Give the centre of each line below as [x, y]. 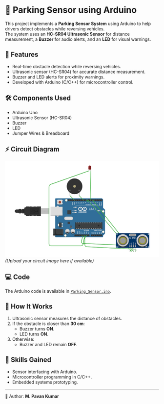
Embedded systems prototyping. [45, 382]
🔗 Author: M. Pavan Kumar [32, 396]
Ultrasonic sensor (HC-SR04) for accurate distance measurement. [79, 72]
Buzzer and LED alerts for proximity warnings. [58, 77]
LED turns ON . [34, 334]
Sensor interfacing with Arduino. [45, 372]
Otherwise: [23, 339]
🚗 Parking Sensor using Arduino [71, 10]
